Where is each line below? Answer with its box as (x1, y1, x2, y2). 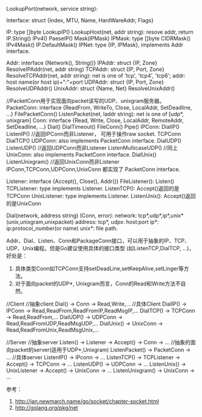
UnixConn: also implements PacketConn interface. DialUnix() (6, 151, 157, 158)
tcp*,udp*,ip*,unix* (138, 212, 184, 219)
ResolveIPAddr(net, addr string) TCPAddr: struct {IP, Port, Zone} (6, 66, 165, 73)
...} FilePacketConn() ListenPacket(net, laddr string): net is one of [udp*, (6, 111, 184, 117)
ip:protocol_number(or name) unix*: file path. (6, 225, 118, 232)
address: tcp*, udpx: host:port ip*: (75, 218, 159, 225)
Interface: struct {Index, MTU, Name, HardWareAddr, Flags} (6, 17, 154, 23)
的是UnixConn (6, 200, 41, 207)
